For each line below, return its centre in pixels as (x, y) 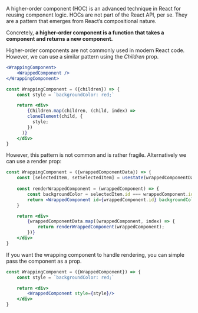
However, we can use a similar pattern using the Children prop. (82, 57)
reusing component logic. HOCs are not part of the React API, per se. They (97, 15)
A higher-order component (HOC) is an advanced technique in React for (94, 9)
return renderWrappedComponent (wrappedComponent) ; (101, 227)
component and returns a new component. (60, 39)
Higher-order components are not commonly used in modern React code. (95, 50)
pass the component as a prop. (44, 261)
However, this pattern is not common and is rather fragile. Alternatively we (96, 155)
